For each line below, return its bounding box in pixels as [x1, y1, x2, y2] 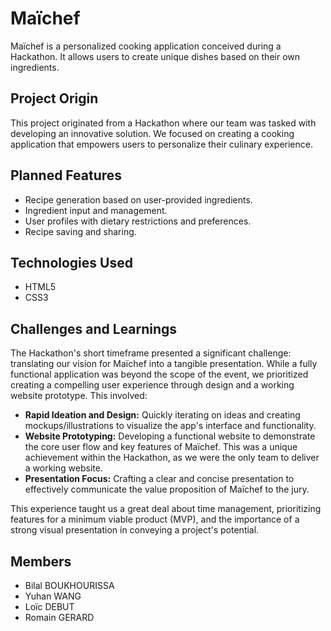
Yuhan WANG [24, 590, 82, 602]
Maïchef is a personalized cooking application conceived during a [10, 40, 282, 52]
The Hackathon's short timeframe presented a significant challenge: [10, 347, 292, 359]
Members [10, 553, 72, 570]
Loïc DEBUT [24, 601, 75, 612]
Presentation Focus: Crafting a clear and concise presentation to [24, 473, 295, 485]
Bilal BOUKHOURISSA [24, 580, 115, 591]
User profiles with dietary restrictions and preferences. [24, 215, 252, 227]
